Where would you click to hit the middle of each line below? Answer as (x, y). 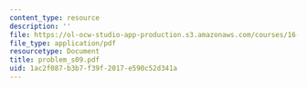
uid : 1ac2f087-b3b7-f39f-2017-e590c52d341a (94, 69)
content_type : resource (55, 18)
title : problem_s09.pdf (55, 60)
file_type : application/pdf (63, 43)
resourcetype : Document (55, 52)
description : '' (40, 26)
